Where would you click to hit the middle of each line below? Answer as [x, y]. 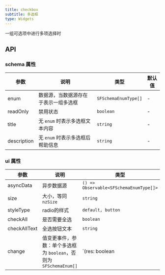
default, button [101, 210]
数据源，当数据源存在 [63, 95]
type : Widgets [20, 19]
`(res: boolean [98, 251]
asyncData [20, 185]
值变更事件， [57, 238]
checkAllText [23, 229]
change [16, 251]
